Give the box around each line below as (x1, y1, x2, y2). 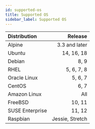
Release (67, 33, 87, 40)
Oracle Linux (8, 74, 38, 81)
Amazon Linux (8, 91, 42, 98)
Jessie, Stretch (52, 115, 87, 122)
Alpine (8, 41, 23, 49)
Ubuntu (8, 50, 26, 57)
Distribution (8, 33, 37, 40)
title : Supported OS (5, 12, 49, 17)
